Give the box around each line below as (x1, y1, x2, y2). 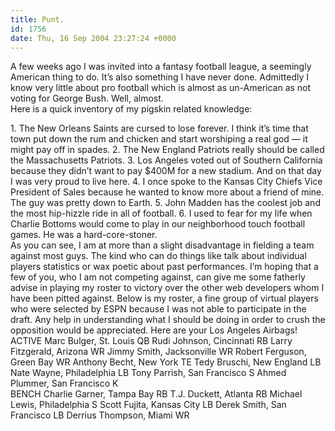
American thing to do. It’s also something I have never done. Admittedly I (10, 71, 310, 83)
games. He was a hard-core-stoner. (10, 229, 158, 241)
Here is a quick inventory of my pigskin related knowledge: (10, 103, 253, 115)
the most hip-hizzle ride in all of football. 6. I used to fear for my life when (10, 207, 313, 220)
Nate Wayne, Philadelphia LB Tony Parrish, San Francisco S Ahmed (10, 367, 287, 379)
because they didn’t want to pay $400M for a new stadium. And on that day (10, 165, 322, 177)
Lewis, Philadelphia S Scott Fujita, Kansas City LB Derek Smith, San (10, 399, 287, 411)
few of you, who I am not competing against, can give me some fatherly (10, 271, 306, 283)
